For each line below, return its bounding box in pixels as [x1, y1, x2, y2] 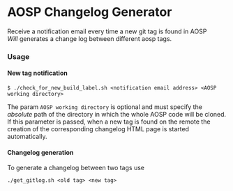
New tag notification [7, 69, 68, 77]
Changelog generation [7, 148, 74, 156]
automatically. [7, 133, 47, 141]
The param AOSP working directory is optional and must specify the [7, 103, 202, 111]
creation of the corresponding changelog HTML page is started [7, 125, 190, 133]
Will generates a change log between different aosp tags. [7, 34, 172, 42]
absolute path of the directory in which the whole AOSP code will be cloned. [7, 110, 227, 119]
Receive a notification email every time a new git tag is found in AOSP [7, 27, 207, 35]
